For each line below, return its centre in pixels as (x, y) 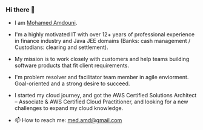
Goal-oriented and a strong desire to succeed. (72, 83)
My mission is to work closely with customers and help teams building (102, 59)
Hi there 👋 (21, 10)
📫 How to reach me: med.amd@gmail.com (68, 120)
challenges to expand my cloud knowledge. (69, 108)
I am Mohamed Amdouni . (46, 23)
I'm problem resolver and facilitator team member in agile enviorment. (101, 77)
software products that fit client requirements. (72, 65)
